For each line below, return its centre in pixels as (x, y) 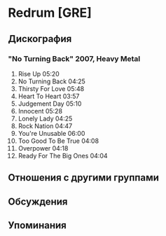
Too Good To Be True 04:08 (58, 141)
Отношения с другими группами (84, 178)
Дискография (40, 39)
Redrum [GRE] (50, 13)
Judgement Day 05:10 (50, 104)
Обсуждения (38, 201)
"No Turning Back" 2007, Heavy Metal (74, 59)
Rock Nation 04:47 (45, 126)
